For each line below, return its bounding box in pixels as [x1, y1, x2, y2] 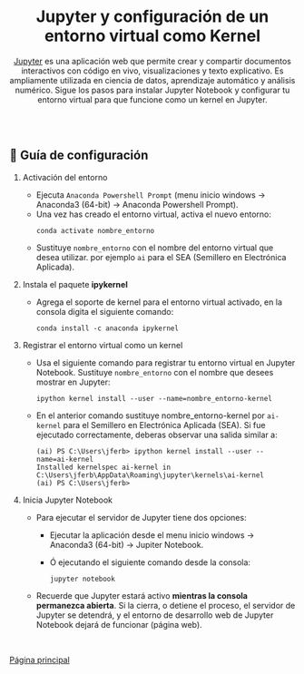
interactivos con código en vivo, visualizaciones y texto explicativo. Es [21, 65, 284, 76]
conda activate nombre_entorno [35, 226, 155, 235]
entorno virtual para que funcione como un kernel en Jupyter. [37, 93, 268, 105]
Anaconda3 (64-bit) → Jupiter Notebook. [49, 539, 204, 550]
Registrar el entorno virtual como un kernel [22, 339, 183, 350]
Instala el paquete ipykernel [22, 278, 129, 289]
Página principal [9, 654, 70, 665]
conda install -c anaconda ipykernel [35, 324, 180, 333]
